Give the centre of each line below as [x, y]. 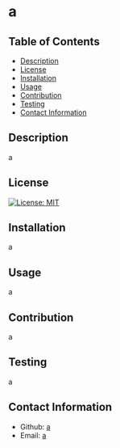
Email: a [33, 435]
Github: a [35, 426]
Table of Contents [54, 42]
